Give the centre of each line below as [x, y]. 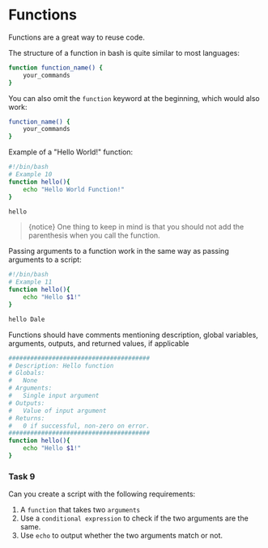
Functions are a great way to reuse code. [77, 37]
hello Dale [27, 319]
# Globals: [27, 373]
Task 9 [22, 476]
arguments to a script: [45, 259]
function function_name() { [56, 67]
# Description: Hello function [61, 365]
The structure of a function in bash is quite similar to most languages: [124, 53]
